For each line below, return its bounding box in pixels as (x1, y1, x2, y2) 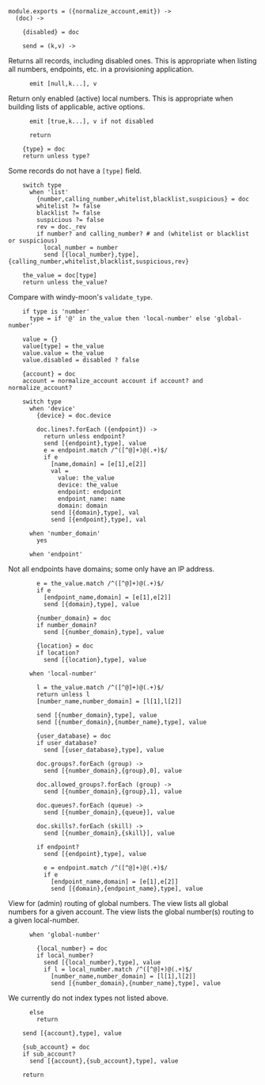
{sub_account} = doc (22, 1043, 90, 1051)
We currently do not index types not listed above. (8, 993, 168, 1003)
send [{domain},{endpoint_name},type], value (50, 884, 203, 892)
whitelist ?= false (36, 202, 101, 210)
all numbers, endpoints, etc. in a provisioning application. (8, 64, 195, 74)
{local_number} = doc (36, 945, 108, 953)
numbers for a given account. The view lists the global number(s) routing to (8, 907, 255, 916)
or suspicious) (8, 237, 59, 245)
